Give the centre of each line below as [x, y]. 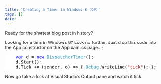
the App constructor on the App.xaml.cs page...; [54, 48]
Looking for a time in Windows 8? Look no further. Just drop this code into [81, 42]
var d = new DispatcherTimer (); [55, 57]
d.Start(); [29, 62]
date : [11, 19]
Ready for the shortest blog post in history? [49, 33]
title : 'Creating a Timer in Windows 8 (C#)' [53, 10]
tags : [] [14, 14]
